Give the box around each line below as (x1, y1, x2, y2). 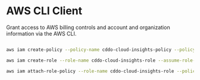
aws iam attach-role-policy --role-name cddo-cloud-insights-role (6, 68, 174, 74)
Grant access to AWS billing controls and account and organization (6, 24, 171, 31)
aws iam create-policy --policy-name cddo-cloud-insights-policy (6, 46, 171, 53)
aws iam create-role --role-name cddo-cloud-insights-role (6, 57, 156, 63)
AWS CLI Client (6, 4, 83, 18)
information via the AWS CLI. (6, 30, 77, 37)
